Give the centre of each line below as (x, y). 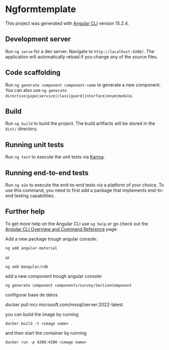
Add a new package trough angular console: (51, 239)
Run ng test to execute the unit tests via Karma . (55, 157)
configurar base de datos (32, 294)
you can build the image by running (42, 314)
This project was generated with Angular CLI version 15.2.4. (67, 23)
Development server (38, 39)
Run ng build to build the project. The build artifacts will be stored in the (80, 123)
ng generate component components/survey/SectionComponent (69, 285)
